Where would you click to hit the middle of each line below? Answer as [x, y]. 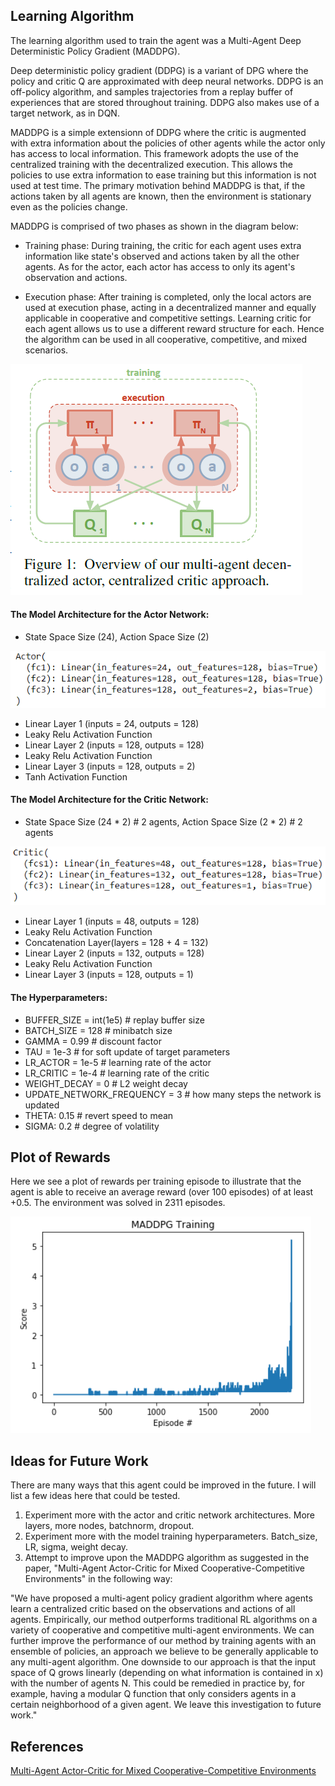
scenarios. [46, 350]
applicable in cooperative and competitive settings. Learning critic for [168, 318]
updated [42, 1105]
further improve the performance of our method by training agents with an [163, 1641]
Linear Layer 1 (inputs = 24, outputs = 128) [112, 723]
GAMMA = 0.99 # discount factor [93, 1041]
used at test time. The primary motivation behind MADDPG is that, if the [158, 185]
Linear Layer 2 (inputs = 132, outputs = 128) [114, 953]
